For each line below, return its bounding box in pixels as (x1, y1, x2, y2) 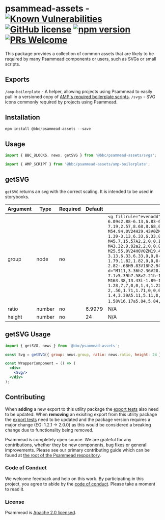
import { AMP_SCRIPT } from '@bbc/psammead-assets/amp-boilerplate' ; (5, 162, 151, 167)
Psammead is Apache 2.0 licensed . (5, 510, 77, 516)
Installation (5, 113, 40, 122)
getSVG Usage (5, 330, 51, 339)
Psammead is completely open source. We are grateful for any (5, 436, 132, 442)
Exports (5, 75, 30, 84)
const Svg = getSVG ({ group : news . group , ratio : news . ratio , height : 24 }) (5, 352, 164, 357)
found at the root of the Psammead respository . (5, 452, 101, 458)
